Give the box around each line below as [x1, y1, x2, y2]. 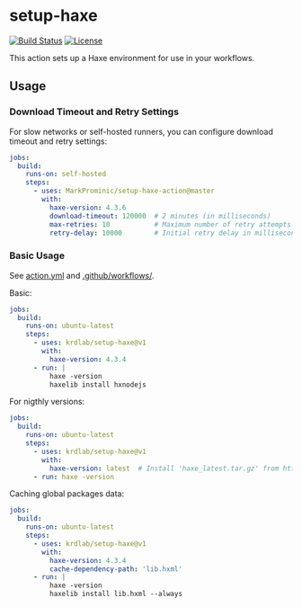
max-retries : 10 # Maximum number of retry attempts [49, 219, 292, 229]
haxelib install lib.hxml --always [49, 590, 182, 599]
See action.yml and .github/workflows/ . [9, 270, 155, 281]
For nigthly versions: [9, 397, 85, 407]
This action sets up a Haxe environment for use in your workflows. [9, 52, 255, 63]
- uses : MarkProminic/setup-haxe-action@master [32, 186, 216, 196]
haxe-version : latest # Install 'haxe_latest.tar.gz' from [49, 464, 280, 473]
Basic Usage [9, 249, 66, 262]
